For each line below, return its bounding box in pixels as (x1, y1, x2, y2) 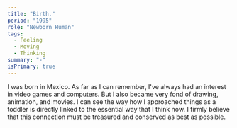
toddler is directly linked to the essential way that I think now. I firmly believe (7, 105, 231, 113)
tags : (7, 30, 23, 37)
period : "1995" (7, 17, 53, 24)
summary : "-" (7, 57, 46, 64)
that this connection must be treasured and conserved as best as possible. (7, 112, 226, 121)
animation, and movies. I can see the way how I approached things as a (7, 97, 216, 106)
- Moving (13, 43, 40, 50)
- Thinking (13, 50, 46, 57)
